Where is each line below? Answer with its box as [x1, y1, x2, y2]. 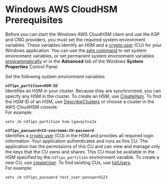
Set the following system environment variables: [5, 73, 106, 79]
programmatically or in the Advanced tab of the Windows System [5, 58, 144, 64]
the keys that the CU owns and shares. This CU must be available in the [5, 148, 155, 155]
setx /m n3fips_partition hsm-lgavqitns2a [5, 119, 96, 124]
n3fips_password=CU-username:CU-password [5, 128, 94, 133]
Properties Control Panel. [5, 64, 59, 70]
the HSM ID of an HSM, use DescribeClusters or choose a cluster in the [5, 98, 155, 105]
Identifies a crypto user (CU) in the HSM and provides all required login [5, 132, 154, 138]
